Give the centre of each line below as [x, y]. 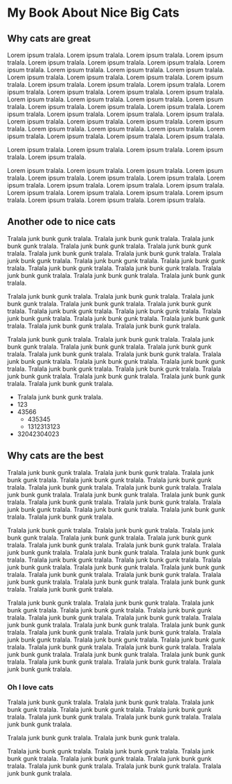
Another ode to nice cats [62, 222]
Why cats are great [49, 39]
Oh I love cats [30, 687]
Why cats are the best [55, 456]
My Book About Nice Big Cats [93, 13]
